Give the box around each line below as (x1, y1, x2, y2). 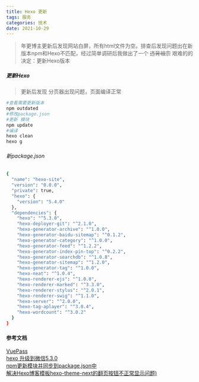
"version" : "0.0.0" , (11, 182, 62, 188)
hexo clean (6, 133, 33, 139)
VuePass (6, 347, 28, 355)
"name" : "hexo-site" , (11, 177, 65, 183)
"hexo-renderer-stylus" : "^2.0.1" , (17, 287, 105, 293)
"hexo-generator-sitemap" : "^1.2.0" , (17, 259, 110, 265)
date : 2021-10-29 (6, 25, 49, 32)
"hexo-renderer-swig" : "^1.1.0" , (17, 293, 100, 299)
